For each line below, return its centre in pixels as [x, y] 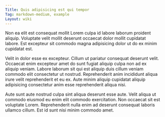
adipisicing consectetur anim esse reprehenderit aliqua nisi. [66, 85]
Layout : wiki [19, 19]
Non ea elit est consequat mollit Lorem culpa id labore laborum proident [78, 33]
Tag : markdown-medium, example [37, 14]
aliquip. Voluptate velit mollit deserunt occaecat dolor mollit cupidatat [76, 38]
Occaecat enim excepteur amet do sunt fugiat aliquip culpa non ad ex [76, 64]
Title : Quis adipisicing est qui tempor [47, 10]
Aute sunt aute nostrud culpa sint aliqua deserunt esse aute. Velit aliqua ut [81, 94]
